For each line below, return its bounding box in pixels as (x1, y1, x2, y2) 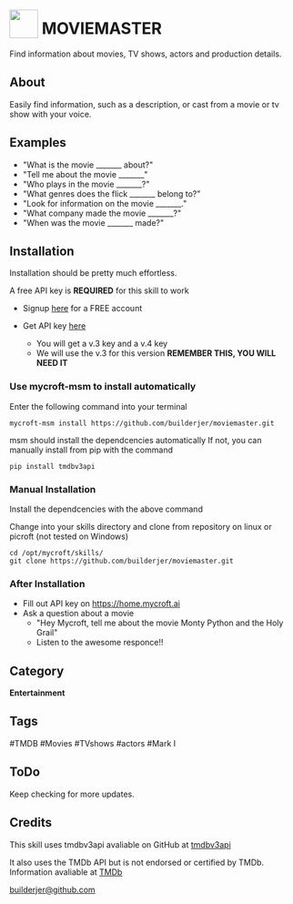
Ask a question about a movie (22, 608, 135, 619)
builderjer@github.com (9, 884, 96, 895)
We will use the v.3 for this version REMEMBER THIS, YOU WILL (35, 348, 277, 359)
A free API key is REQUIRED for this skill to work (9, 285, 189, 296)
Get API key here (22, 320, 86, 331)
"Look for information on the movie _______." (22, 198, 187, 208)
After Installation (9, 577, 86, 590)
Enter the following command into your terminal (9, 401, 187, 411)
